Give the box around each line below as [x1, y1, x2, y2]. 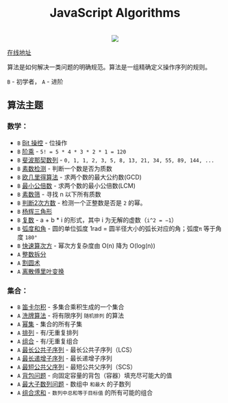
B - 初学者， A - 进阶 [7, 77, 64, 86]
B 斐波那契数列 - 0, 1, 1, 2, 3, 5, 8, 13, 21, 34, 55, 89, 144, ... [16, 156, 215, 164]
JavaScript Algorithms [49, 5, 181, 21]
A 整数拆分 [16, 249, 47, 258]
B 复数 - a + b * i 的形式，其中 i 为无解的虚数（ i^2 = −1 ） [16, 215, 178, 224]
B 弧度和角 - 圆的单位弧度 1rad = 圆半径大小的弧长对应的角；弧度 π [16, 224, 202, 232]
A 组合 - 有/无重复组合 [16, 337, 79, 345]
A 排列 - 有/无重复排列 [16, 328, 79, 337]
